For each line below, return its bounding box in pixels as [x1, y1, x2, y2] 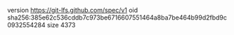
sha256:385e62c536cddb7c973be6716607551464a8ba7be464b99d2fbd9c [7, 13, 227, 22]
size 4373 [46, 21, 76, 29]
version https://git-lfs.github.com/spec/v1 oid [7, 6, 138, 14]
